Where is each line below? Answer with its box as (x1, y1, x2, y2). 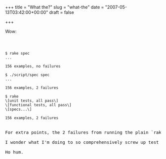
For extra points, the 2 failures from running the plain (5, 130, 149, 135)
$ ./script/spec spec (5, 72, 50, 77)
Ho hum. (5, 150, 24, 155)
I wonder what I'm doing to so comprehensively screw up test (5, 140, 159, 145)
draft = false (49, 9, 74, 15)
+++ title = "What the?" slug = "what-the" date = (5, 4, 104, 10)
